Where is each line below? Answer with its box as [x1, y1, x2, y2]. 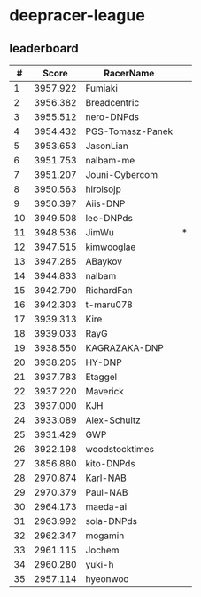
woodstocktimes [85, 443, 155, 455]
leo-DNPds [85, 212, 133, 224]
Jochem [85, 544, 120, 556]
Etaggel [85, 370, 118, 383]
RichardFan [85, 284, 133, 296]
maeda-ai [85, 501, 128, 513]
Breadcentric [85, 97, 140, 108]
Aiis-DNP [85, 197, 126, 210]
